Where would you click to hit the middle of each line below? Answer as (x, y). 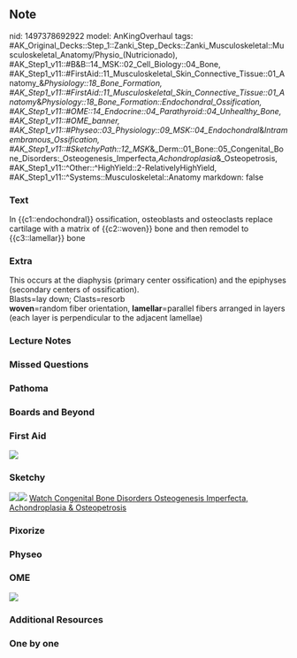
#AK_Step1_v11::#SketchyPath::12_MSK (80, 149)
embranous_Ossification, (54, 139)
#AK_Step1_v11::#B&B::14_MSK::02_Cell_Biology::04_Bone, (115, 64)
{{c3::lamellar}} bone (47, 238)
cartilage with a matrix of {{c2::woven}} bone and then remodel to (129, 228)
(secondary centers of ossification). (74, 290)
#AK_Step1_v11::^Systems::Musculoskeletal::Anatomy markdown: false (136, 177)
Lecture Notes (40, 341)
